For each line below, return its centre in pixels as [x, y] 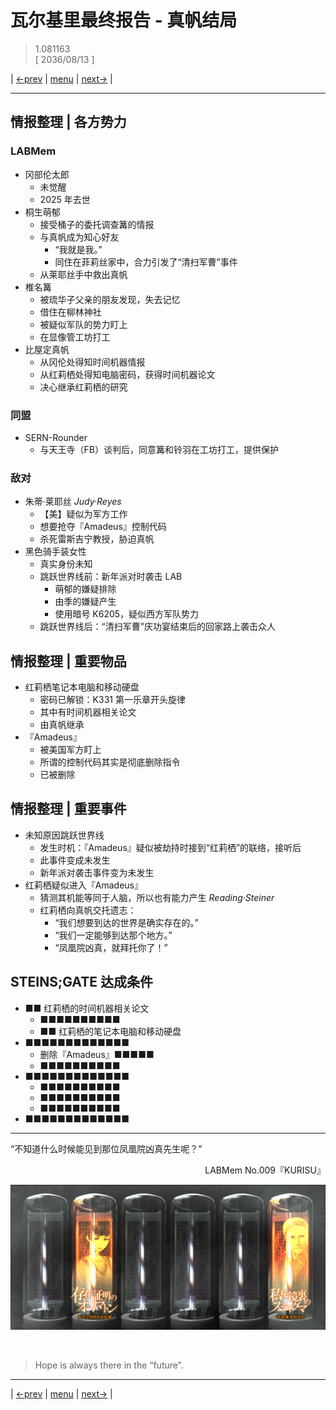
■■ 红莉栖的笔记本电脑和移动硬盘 [110, 1031]
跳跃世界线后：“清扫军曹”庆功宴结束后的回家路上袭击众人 [157, 627]
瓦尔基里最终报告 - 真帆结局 [124, 20]
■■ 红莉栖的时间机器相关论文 [87, 1008]
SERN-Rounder [56, 437]
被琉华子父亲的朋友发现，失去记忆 [110, 299]
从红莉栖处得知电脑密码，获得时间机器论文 [127, 374]
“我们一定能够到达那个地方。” [113, 935]
